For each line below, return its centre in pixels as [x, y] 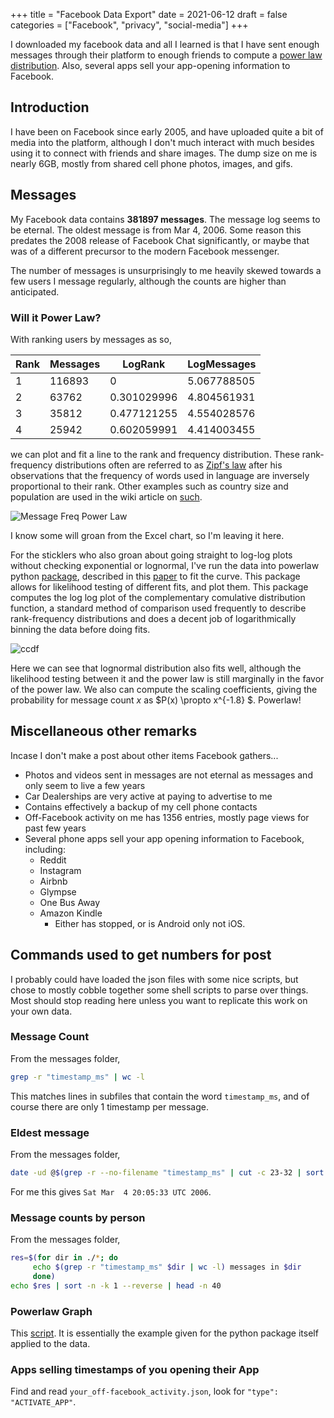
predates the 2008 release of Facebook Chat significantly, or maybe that [160, 240]
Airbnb [53, 881]
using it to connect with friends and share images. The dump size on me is [164, 153]
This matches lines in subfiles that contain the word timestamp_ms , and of [160, 1096]
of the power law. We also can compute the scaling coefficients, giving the [164, 689]
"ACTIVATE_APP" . [43, 1402]
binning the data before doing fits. [80, 629]
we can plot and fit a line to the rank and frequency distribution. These [155, 454]
